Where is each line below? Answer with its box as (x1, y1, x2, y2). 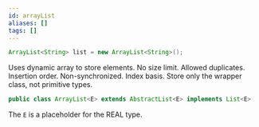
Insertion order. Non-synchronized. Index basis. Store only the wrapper (8, 71, 242, 81)
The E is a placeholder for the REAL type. (8, 109, 143, 120)
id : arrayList (8, 11, 56, 20)
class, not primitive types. (8, 80, 93, 89)
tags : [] (8, 26, 37, 34)
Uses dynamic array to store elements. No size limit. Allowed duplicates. (8, 63, 245, 73)
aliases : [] (8, 19, 48, 27)
